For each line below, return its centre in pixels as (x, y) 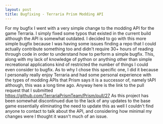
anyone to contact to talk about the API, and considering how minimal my (79, 111)
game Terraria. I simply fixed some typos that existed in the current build (78, 33)
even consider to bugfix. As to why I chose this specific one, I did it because (82, 69)
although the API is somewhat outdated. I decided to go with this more (76, 38)
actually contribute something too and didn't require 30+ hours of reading (79, 49)
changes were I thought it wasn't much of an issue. (57, 116)
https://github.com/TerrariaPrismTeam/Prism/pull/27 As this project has (77, 95)
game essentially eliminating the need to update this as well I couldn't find (79, 106)
